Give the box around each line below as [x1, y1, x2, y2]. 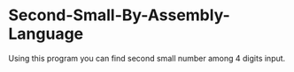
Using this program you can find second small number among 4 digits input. [8, 53, 286, 63]
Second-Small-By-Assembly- [8, 5, 231, 25]
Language [8, 24, 84, 44]
